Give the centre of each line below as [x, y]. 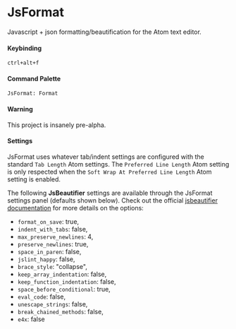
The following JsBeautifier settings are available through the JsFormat [110, 193]
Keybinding [25, 48]
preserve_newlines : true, [53, 244]
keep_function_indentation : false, [67, 281]
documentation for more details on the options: [76, 208]
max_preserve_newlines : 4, [55, 237]
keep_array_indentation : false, [62, 274]
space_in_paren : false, [49, 251]
